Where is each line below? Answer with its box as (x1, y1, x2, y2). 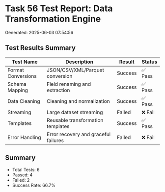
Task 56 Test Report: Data (5, 3, 113, 14)
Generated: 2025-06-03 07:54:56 (5, 29, 74, 35)
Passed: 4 (12, 172, 33, 178)
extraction (46, 87, 70, 94)
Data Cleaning (7, 97, 40, 104)
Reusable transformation (46, 117, 104, 123)
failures (46, 137, 64, 144)
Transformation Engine (5, 13, 101, 24)
